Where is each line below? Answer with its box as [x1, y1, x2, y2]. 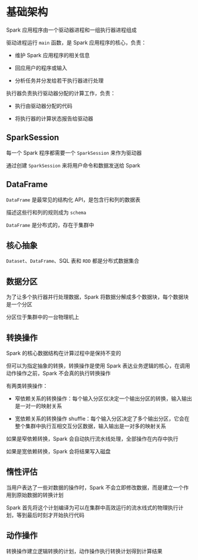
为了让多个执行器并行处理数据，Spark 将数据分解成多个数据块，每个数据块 [6, 293, 189, 301]
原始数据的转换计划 [16, 491, 64, 498]
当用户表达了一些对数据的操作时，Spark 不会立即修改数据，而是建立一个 [6, 484, 184, 491]
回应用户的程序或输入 [14, 64, 67, 71]
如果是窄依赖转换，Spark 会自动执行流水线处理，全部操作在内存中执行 [6, 435, 178, 442]
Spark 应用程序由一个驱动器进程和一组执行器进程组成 [6, 26, 137, 33]
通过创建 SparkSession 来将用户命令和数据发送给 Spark [6, 161, 141, 169]
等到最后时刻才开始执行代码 [16, 511, 84, 518]
